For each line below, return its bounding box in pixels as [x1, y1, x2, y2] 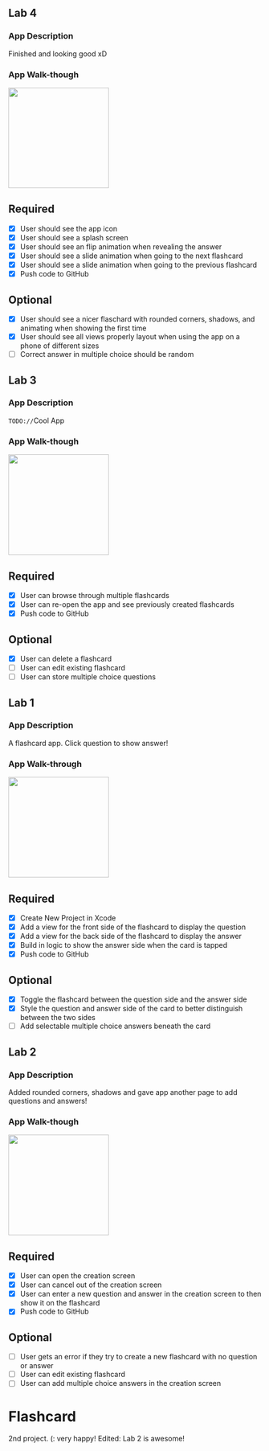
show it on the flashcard [19, 1298, 100, 1308]
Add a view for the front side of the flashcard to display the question [19, 922, 247, 932]
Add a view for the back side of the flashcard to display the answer [19, 932, 243, 941]
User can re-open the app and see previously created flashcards [19, 600, 234, 609]
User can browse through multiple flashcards [19, 590, 170, 600]
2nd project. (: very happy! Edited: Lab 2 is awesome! [8, 1434, 185, 1444]
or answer [19, 1361, 54, 1371]
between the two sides [19, 1013, 96, 1023]
